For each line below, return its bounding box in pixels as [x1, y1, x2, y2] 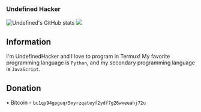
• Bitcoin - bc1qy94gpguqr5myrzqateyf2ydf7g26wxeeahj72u [6, 99, 146, 106]
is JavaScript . [6, 66, 41, 73]
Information [6, 37, 52, 47]
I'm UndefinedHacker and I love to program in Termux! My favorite [6, 53, 170, 60]
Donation [6, 83, 41, 93]
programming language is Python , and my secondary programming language [6, 59, 195, 66]
